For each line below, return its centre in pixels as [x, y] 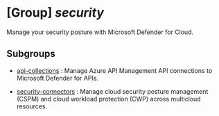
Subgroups [31, 54]
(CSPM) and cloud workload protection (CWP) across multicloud [109, 99]
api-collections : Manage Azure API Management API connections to [114, 70]
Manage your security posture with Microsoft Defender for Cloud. [100, 32]
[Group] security [55, 13]
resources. [32, 106]
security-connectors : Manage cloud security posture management [112, 91]
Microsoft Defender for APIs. [57, 78]
